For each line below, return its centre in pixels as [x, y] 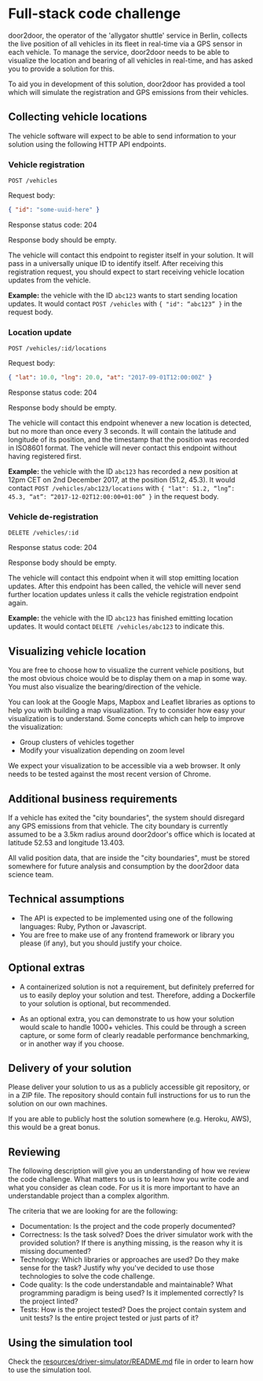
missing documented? [55, 1252]
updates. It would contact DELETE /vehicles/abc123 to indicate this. [117, 627]
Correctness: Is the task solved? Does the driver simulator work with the [136, 1235]
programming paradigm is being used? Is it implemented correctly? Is [131, 1293]
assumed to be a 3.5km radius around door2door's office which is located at [131, 834]
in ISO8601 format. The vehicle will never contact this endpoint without [122, 448]
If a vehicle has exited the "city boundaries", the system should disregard [126, 818]
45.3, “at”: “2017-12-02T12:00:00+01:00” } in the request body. [114, 497]
